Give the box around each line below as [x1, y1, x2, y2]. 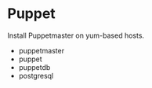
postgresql [18, 71, 54, 80]
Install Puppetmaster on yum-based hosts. [7, 31, 145, 40]
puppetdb [18, 62, 51, 71]
